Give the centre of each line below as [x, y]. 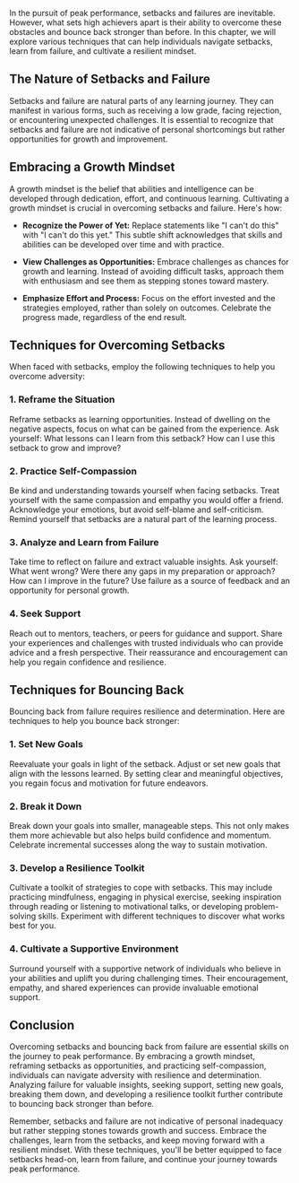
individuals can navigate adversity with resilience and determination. [136, 1075]
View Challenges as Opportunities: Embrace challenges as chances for [155, 261]
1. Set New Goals [46, 744]
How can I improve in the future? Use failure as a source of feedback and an [150, 581]
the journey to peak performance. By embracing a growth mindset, [132, 1057]
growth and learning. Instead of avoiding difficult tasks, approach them [153, 271]
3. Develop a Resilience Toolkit [77, 867]
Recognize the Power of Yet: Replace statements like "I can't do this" [150, 225]
